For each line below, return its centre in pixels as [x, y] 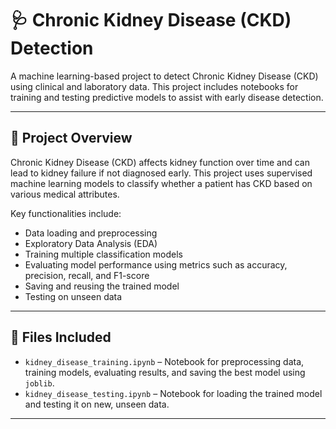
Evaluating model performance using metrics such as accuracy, [156, 264]
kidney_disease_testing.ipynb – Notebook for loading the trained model [173, 393]
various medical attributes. [65, 194]
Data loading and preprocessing [91, 233]
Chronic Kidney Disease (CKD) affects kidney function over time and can [160, 162]
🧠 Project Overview [71, 138]
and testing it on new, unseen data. [97, 404]
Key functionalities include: [66, 213]
